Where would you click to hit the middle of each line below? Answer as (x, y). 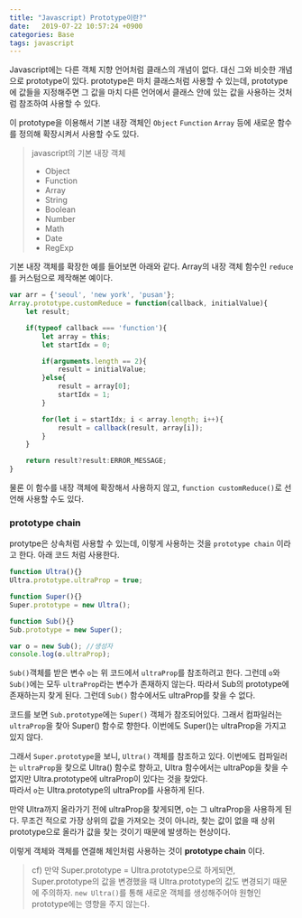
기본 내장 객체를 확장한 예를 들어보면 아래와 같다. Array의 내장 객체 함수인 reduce (151, 266)
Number (60, 219)
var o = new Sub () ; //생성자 (61, 646)
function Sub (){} (42, 621)
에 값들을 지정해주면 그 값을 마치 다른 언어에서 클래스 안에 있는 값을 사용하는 (143, 92)
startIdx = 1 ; (84, 394)
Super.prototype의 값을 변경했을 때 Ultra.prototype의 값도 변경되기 (151, 882)
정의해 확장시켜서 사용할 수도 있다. (79, 134)
